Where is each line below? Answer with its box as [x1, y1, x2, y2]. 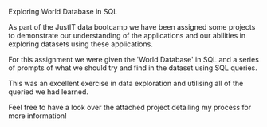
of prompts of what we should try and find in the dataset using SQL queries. [8, 63, 257, 73]
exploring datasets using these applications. [8, 39, 153, 49]
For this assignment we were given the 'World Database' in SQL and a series [8, 55, 259, 64]
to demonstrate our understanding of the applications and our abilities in [8, 31, 245, 40]
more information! [8, 111, 67, 121]
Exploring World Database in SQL [8, 7, 118, 16]
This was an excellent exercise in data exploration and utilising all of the [8, 79, 244, 88]
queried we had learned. [8, 87, 89, 97]
